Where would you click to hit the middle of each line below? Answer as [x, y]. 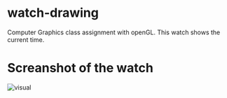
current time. [26, 39]
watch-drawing [53, 13]
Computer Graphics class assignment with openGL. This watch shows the [114, 32]
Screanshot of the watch [81, 68]
